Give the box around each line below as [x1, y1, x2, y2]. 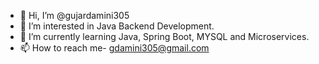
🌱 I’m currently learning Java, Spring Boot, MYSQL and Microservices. [19, 31, 310, 42]
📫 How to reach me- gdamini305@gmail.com [19, 42, 210, 54]
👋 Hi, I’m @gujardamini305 [19, 10, 130, 21]
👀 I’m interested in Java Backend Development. [19, 20, 215, 32]
